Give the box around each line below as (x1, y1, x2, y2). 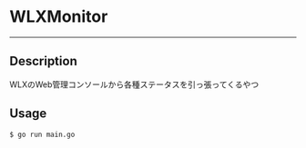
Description (9, 54, 77, 69)
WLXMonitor (9, 6, 108, 27)
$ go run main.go (9, 130, 76, 139)
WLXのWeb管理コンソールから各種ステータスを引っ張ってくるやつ (9, 79, 260, 90)
